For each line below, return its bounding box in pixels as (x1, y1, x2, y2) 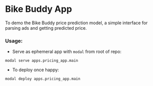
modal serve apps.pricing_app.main (5, 58, 78, 63)
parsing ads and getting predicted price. (5, 25, 87, 31)
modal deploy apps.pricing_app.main (5, 77, 80, 82)
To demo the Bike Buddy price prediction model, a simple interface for (5, 20, 148, 26)
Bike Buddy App (5, 3, 73, 15)
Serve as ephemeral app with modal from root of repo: (12, 48, 122, 55)
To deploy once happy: (12, 67, 59, 73)
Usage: (5, 37, 23, 44)
